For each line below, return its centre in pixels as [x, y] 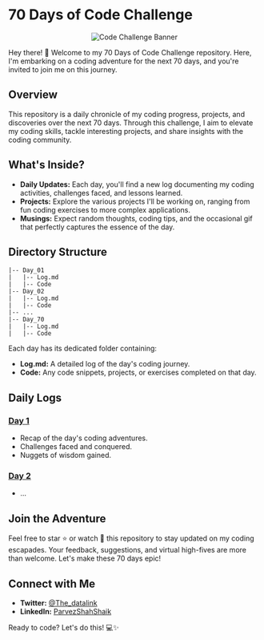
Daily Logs [35, 397]
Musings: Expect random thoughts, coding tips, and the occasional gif [136, 218]
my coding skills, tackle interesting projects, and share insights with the [126, 131]
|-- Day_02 [26, 292]
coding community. [40, 140]
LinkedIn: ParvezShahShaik [66, 611]
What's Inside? [47, 165]
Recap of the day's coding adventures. [84, 438]
